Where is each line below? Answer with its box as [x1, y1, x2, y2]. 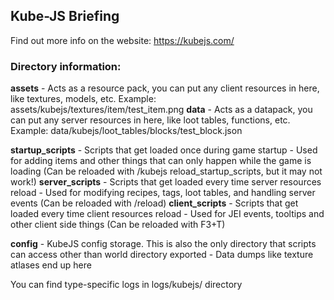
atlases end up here [10, 259, 92, 271]
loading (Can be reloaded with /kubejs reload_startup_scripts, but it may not [10, 165, 323, 178]
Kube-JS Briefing [10, 8, 120, 25]
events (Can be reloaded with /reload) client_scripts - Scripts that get [10, 197, 299, 209]
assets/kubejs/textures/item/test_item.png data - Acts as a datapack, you [10, 104, 313, 116]
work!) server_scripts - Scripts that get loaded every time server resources [10, 176, 322, 188]
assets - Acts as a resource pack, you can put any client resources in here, [10, 82, 320, 94]
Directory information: [10, 59, 122, 73]
